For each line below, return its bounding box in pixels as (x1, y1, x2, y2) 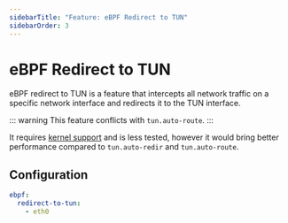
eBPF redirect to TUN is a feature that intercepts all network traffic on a (9, 88, 269, 99)
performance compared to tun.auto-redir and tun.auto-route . (9, 142, 239, 152)
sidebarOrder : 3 (9, 21, 69, 30)
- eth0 (25, 207, 50, 216)
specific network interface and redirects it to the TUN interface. (9, 98, 241, 109)
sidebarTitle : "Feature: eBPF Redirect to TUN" (9, 12, 189, 22)
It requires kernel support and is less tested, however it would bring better (9, 132, 279, 142)
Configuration (9, 167, 89, 182)
